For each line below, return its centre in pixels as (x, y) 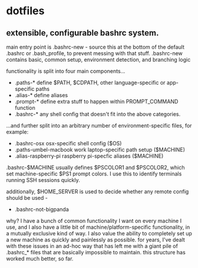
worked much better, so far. (40, 259)
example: (17, 132)
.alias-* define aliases (41, 95)
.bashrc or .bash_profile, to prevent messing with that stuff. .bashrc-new (94, 53)
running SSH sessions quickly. (43, 180)
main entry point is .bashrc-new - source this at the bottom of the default (95, 47)
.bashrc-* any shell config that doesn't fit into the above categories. (98, 114)
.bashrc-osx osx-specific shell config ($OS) (68, 143)
